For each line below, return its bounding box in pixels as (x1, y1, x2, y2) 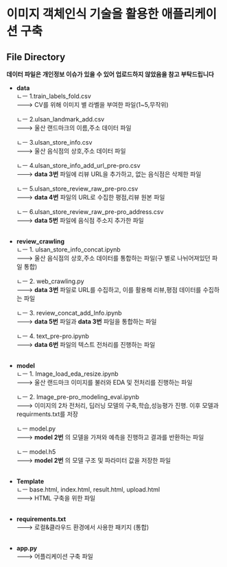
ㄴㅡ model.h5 (16, 448, 56, 456)
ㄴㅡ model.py (16, 424, 56, 433)
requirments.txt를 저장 (16, 410, 78, 418)
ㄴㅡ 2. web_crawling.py (16, 277, 84, 285)
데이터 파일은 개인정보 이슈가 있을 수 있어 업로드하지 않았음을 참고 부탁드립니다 (6, 70, 214, 78)
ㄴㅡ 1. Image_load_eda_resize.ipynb (16, 370, 119, 378)
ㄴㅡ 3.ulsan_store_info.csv (16, 138, 93, 146)
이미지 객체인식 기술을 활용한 (6, 6, 159, 22)
